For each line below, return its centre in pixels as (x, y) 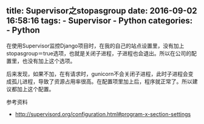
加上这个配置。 (36, 89)
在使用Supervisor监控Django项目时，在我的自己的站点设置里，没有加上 (95, 46)
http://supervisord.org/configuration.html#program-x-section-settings (103, 114)
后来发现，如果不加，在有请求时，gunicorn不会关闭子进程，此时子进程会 (97, 74)
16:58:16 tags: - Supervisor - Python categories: (100, 21)
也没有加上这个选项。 (49, 61)
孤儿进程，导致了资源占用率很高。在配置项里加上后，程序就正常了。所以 (102, 81)
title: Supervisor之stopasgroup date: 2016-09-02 (102, 11)
